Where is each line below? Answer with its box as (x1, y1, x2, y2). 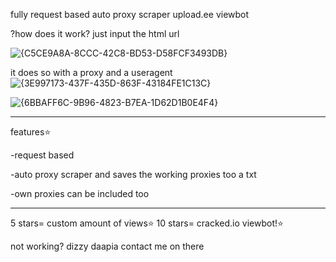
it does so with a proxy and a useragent (10, 67, 173, 78)
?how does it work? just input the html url (10, 28, 180, 39)
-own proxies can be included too (10, 188, 150, 199)
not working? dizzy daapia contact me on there (10, 240, 205, 252)
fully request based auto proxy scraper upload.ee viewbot (10, 9, 250, 20)
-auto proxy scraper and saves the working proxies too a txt (10, 169, 257, 180)
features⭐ (10, 126, 52, 138)
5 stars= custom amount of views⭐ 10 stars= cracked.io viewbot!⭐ (10, 217, 284, 229)
